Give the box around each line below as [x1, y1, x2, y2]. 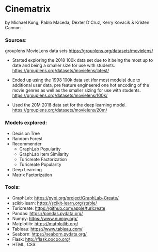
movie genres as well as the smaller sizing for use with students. [12, 88, 141, 93]
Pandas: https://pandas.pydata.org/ [12, 210, 83, 216]
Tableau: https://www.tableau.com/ [12, 226, 83, 232]
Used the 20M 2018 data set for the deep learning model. [12, 102, 127, 108]
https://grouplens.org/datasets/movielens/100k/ [12, 92, 108, 98]
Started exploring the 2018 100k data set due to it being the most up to [12, 57, 153, 63]
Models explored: [5, 119, 47, 126]
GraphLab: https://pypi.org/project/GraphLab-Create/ [12, 195, 119, 200]
